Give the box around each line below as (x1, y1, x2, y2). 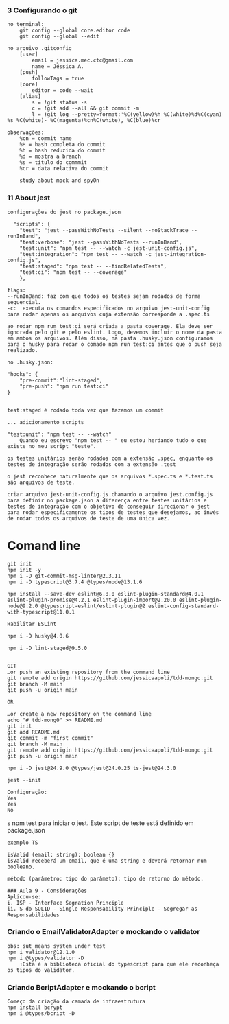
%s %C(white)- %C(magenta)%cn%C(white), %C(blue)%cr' (7, 117, 165, 124)
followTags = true (32, 75, 84, 82)
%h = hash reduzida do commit (19, 147, 106, 154)
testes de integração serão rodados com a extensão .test (7, 461, 176, 468)
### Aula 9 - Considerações (7, 887, 88, 894)
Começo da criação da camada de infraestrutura (7, 998, 146, 1005)
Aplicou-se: (7, 893, 41, 900)
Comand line (7, 537, 81, 553)
